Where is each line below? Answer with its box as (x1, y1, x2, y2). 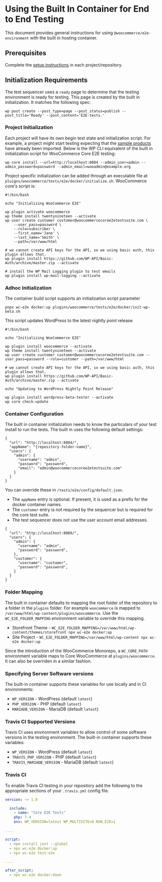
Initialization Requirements (5, 76, 88, 85)
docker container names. (12, 502, 62, 508)
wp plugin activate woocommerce (5, 209, 70, 214)
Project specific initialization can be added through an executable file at (5, 172, 147, 178)
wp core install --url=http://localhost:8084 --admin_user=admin (5, 160, 139, 165)
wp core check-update (5, 399, 49, 404)
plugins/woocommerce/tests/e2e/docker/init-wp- (52, 305, 150, 310)
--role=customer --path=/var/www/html (46, 357, 124, 362)
